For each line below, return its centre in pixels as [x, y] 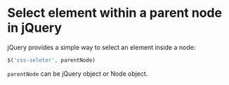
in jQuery [34, 28]
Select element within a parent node [115, 13]
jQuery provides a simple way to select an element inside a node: [102, 47]
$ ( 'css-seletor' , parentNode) [52, 60]
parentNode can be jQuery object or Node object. [78, 73]
